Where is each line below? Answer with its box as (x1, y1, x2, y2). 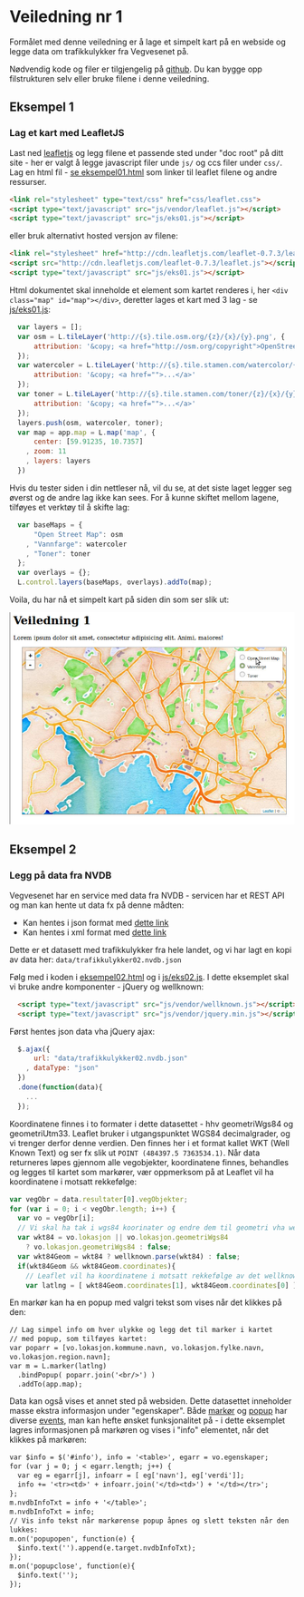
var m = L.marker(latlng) (9, 1362, 107, 1371)
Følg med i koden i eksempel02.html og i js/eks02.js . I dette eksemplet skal (9, 971, 290, 982)
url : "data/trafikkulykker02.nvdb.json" (33, 1054, 188, 1063)
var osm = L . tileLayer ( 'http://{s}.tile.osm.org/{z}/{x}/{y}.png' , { (17, 332, 285, 341)
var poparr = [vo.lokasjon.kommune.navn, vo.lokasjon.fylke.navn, (9, 1344, 265, 1353)
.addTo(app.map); (17, 1380, 83, 1389)
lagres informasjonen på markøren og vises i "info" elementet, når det (9, 1425, 270, 1436)
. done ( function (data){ (17, 1083, 103, 1092)
